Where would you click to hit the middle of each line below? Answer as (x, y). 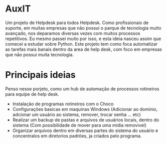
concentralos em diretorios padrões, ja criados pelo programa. (77, 135)
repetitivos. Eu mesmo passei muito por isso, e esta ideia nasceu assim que (83, 39)
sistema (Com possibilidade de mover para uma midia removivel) (79, 125)
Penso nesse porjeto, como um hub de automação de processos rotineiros (82, 89)
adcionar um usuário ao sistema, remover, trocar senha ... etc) (77, 114)
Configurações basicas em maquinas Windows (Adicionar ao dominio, (85, 109)
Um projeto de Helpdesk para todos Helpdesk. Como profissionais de (77, 23)
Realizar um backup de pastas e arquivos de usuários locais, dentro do (86, 120)
